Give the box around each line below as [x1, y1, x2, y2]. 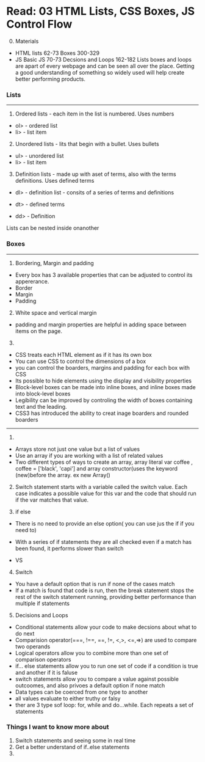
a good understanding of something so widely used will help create [15, 68, 185, 76]
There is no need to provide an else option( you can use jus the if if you [15, 519, 195, 527]
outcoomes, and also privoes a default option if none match [15, 681, 165, 689]
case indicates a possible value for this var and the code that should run [15, 489, 197, 497]
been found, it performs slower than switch [15, 544, 124, 552]
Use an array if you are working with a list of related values [15, 452, 164, 459]
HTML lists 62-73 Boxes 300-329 [15, 49, 99, 56]
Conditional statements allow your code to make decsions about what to [15, 623, 197, 631]
